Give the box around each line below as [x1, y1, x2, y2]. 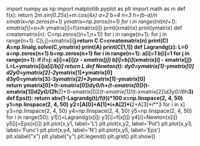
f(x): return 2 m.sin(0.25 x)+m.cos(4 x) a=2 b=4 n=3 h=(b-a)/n [6, 11, 158, 19]
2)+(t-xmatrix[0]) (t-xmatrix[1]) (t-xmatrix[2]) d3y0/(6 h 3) [58, 88, 194, 95]
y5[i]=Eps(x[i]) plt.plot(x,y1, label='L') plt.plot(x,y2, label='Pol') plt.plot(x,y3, [6, 120, 193, 127]
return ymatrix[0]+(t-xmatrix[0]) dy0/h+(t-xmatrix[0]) [6, 82, 144, 89]
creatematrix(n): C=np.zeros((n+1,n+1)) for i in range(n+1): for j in [6, 31, 167, 38]
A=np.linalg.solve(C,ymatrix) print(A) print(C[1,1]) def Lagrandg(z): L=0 [6, 43, 189, 50]
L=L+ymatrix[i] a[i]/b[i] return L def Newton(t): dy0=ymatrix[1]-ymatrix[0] [6, 62, 194, 70]
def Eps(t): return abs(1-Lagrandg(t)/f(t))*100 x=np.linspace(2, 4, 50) [6, 94, 183, 102]
